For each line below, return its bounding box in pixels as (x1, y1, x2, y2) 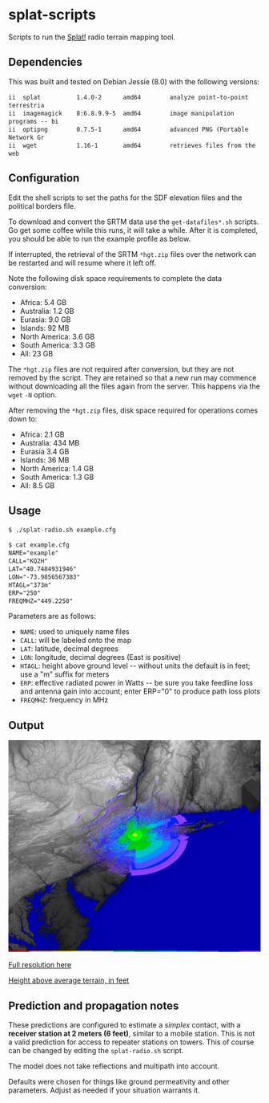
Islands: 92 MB (19, 323, 70, 332)
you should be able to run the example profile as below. (8, 234, 191, 243)
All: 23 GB (19, 348, 54, 358)
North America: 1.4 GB (19, 463, 94, 473)
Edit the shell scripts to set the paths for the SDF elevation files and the (8, 193, 243, 202)
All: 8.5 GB (19, 480, 55, 490)
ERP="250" (8, 589, 42, 597)
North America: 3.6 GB (19, 332, 95, 341)
